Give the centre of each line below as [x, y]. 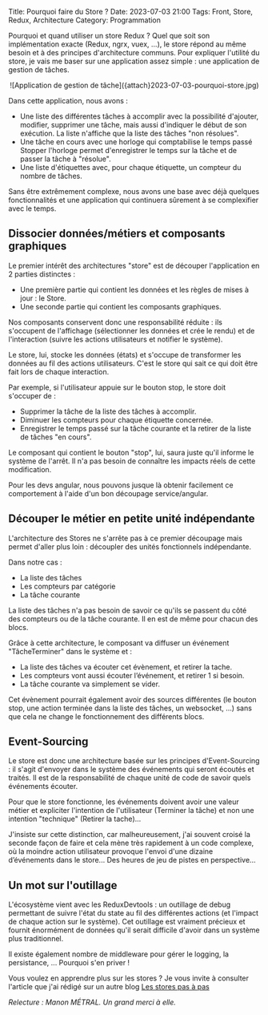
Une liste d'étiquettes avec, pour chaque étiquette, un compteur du [130, 167]
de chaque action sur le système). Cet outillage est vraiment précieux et [127, 922]
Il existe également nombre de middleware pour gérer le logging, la [119, 954]
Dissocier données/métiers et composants [117, 234]
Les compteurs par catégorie [68, 586]
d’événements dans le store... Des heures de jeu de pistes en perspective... [132, 860]
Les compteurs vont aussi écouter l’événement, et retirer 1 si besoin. [132, 675]
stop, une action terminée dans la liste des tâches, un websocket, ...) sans [130, 708]
